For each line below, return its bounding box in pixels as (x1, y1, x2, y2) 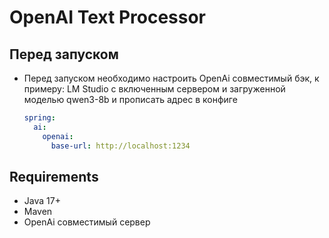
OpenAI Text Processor (9, 6, 207, 29)
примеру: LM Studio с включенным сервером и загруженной (23, 83, 286, 95)
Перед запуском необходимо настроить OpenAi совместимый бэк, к (23, 72, 320, 84)
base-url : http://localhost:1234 (50, 141, 191, 151)
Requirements (9, 168, 99, 185)
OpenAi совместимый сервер (23, 216, 151, 228)
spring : (23, 113, 56, 123)
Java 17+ (23, 195, 61, 207)
